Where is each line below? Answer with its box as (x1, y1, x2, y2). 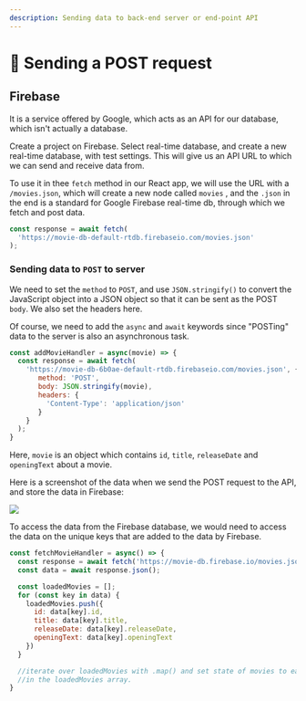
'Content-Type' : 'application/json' (46, 399, 185, 408)
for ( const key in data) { (17, 591, 120, 600)
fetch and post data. (9, 206, 86, 217)
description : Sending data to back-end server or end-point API (9, 13, 259, 23)
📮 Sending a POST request (9, 52, 212, 73)
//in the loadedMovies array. (17, 675, 132, 685)
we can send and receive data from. (9, 160, 145, 171)
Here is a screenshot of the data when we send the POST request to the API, (9, 476, 297, 488)
